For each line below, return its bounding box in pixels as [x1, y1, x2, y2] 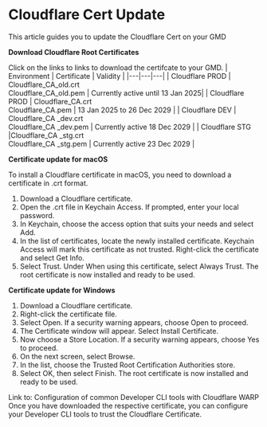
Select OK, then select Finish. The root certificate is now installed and [19, 368, 249, 378]
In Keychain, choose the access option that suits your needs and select [19, 219, 254, 229]
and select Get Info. [19, 253, 85, 262]
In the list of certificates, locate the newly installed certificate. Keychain [19, 236, 255, 245]
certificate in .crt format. [8, 178, 88, 188]
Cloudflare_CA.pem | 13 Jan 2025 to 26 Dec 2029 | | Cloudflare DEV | [8, 105, 237, 115]
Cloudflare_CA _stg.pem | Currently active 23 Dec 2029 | [8, 139, 195, 148]
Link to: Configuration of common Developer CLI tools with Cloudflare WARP [8, 392, 260, 402]
